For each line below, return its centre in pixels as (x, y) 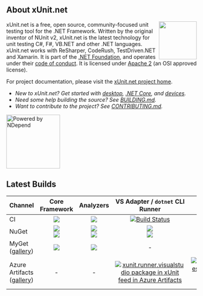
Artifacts (21, 272)
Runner (150, 209)
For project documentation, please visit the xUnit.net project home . (90, 81)
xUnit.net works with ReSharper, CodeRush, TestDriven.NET (81, 50)
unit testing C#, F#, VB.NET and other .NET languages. (74, 44)
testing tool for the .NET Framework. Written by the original (79, 31)
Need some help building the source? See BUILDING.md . (85, 99)
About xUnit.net (37, 10)
